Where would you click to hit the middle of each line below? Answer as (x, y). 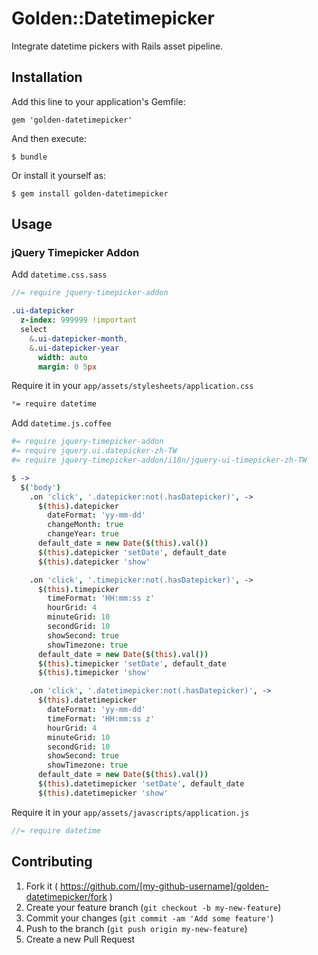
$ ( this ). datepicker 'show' (94, 562)
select (34, 330)
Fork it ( (42, 886)
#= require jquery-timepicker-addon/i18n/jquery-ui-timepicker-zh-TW (159, 460)
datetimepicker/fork (66, 896)
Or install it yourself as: (58, 175)
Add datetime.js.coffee (61, 423)
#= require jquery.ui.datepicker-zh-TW (94, 451)
